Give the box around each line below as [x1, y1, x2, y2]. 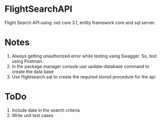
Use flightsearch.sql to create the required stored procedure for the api [11, 73, 156, 79]
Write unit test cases [11, 112, 54, 118]
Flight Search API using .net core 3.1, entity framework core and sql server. [4, 20, 156, 25]
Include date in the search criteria [11, 107, 80, 113]
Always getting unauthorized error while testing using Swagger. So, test [11, 53, 157, 59]
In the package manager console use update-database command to [11, 63, 150, 69]
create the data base [11, 69, 54, 74]
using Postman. [11, 58, 44, 64]
